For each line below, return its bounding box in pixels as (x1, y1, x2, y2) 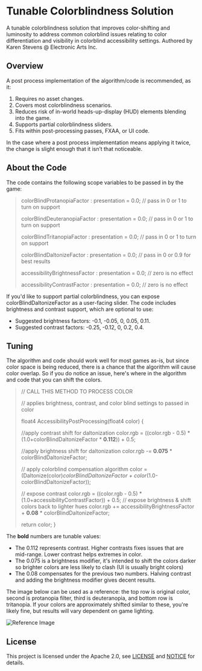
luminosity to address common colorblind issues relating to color (6, 30, 167, 37)
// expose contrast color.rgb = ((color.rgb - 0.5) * (21, 490, 142, 497)
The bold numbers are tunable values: (6, 533, 101, 540)
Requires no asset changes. (14, 95, 84, 102)
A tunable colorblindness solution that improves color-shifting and (6, 24, 170, 31)
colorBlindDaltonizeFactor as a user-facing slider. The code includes (6, 299, 177, 306)
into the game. (14, 114, 51, 121)
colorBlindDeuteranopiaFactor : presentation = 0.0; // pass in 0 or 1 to (21, 215, 194, 222)
